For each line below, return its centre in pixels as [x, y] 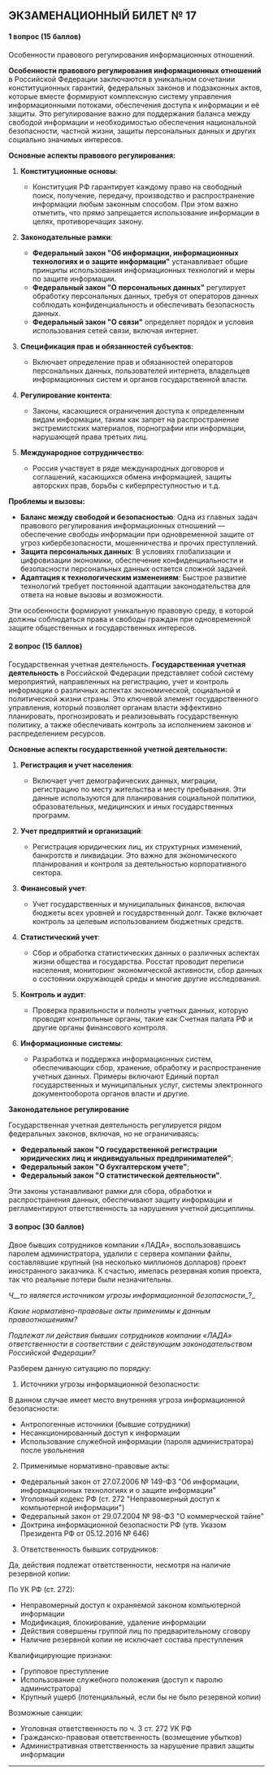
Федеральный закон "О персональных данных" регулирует [139, 287]
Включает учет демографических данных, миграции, [125, 780]
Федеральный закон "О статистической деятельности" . [121, 1175]
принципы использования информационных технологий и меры [143, 270]
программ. [51, 815]
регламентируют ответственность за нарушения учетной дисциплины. [132, 1208]
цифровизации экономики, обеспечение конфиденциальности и [132, 560]
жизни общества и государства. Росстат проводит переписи [138, 961]
